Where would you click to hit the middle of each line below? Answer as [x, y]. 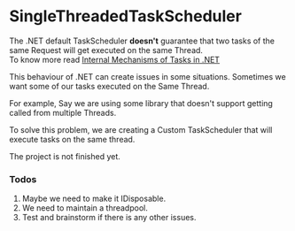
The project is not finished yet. [65, 156]
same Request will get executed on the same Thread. [106, 50]
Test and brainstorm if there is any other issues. [109, 218]
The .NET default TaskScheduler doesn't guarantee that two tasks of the [142, 41]
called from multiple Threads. [63, 112]
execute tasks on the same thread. [72, 139]
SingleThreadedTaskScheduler [125, 16]
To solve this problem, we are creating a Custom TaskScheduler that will [141, 129]
